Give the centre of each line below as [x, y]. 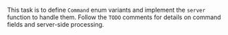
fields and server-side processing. [56, 24]
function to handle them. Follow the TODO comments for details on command [114, 17]
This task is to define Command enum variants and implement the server [106, 10]
